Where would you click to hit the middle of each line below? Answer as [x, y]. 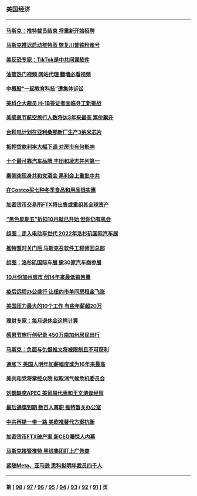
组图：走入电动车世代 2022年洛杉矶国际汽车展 [62, 234]
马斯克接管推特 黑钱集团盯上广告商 [48, 451]
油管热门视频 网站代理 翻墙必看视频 [48, 74]
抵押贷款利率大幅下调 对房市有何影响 [50, 146]
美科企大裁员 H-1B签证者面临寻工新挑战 [54, 103]
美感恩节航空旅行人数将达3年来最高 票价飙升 [60, 118]
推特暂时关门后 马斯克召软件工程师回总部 [56, 248]
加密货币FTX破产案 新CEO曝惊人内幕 [51, 436]
